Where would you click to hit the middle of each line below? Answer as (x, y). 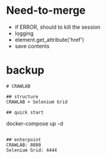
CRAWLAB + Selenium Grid (37, 102)
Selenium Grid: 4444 (32, 150)
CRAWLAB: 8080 (24, 145)
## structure (22, 96)
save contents (32, 46)
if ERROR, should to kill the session (57, 27)
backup (25, 70)
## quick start (25, 112)
